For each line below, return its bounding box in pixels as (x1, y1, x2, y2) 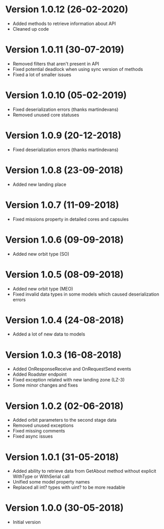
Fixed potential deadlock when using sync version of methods (12, 66, 144, 72)
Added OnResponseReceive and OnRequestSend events (12, 366, 131, 372)
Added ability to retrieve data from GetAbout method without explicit (12, 468, 156, 474)
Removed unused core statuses (12, 111, 79, 118)
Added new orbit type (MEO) (12, 285, 73, 292)
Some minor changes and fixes (12, 382, 78, 389)
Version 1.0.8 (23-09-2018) (5, 164, 124, 176)
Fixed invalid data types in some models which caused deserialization (12, 291, 159, 297)
